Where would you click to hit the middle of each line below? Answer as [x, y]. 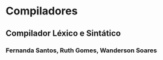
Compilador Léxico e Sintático [63, 33]
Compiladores [42, 11]
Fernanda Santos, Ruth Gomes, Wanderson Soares [81, 50]
